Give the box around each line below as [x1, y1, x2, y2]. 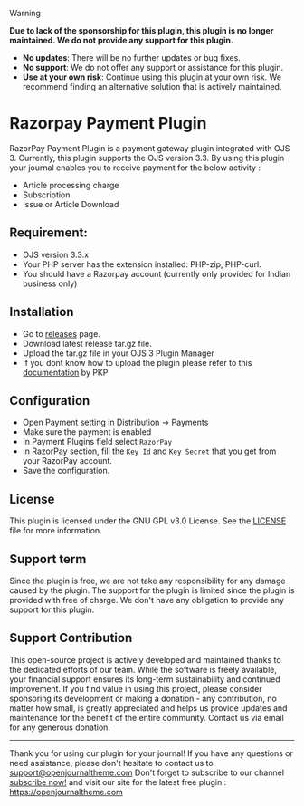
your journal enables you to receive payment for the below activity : [9, 162, 261, 173]
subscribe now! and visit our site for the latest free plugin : [9, 776, 227, 787]
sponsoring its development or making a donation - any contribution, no [9, 693, 278, 704]
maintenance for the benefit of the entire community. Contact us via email [9, 712, 285, 723]
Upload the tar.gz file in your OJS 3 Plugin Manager [22, 348, 215, 359]
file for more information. [9, 525, 102, 536]
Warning [9, 8, 41, 18]
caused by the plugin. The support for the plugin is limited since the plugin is [9, 585, 295, 596]
